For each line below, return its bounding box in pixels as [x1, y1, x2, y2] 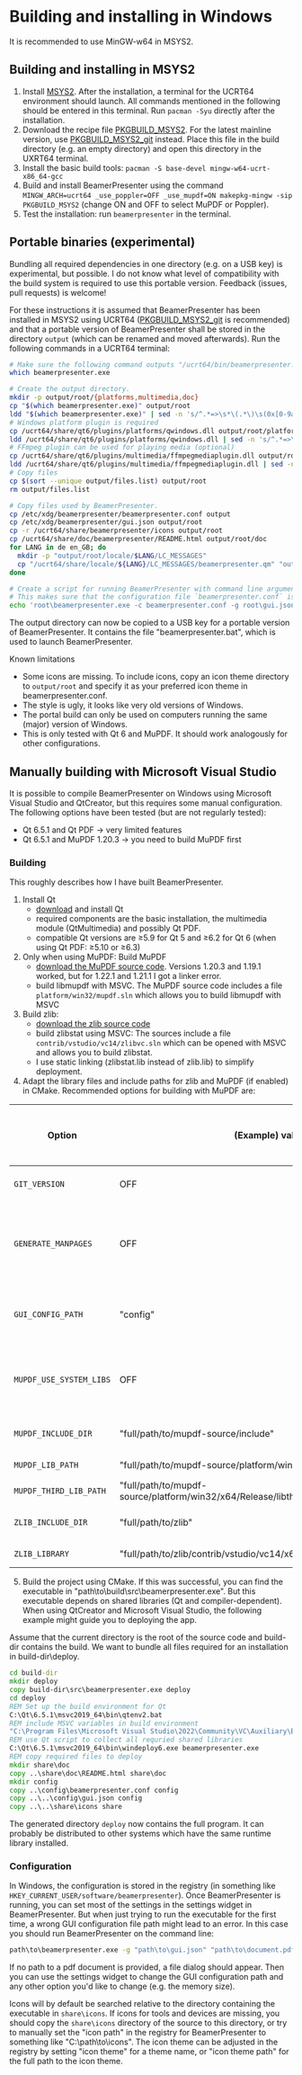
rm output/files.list [9, 485, 91, 494]
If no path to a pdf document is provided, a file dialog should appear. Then [9, 1962, 285, 1973]
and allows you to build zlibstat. [35, 1047, 153, 1058]
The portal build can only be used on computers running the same [22, 709, 268, 720]
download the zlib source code [35, 1019, 151, 1029]
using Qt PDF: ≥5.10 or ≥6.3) [35, 942, 141, 953]
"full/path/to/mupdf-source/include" [119, 1428, 275, 1440]
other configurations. [22, 738, 101, 749]
